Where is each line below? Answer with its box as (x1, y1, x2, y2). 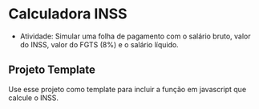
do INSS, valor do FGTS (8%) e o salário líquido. (19, 39, 179, 49)
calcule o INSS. (8, 93, 59, 103)
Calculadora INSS (8, 5, 127, 23)
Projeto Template (8, 63, 96, 77)
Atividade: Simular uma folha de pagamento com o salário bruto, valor (19, 31, 251, 41)
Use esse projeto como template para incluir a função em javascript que (8, 84, 247, 94)
